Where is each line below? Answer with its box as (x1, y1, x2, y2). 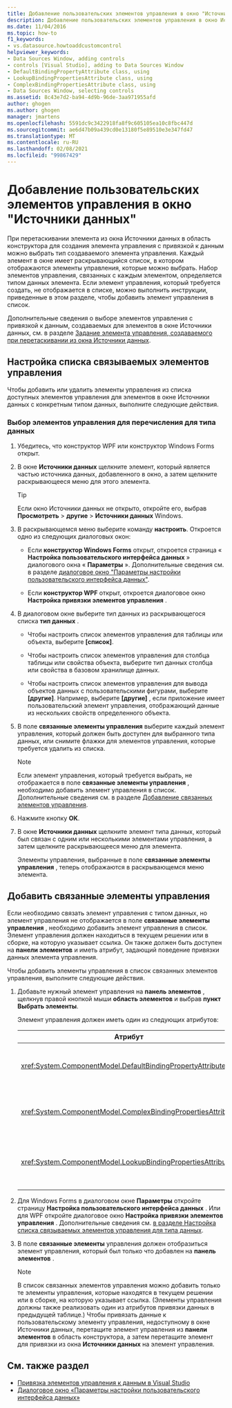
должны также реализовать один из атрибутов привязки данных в (17, 1303, 215, 1311)
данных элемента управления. (7, 953, 98, 961)
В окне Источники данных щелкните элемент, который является (17, 462, 211, 471)
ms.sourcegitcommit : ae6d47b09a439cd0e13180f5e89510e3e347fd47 (7, 126, 193, 133)
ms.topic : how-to (7, 29, 57, 37)
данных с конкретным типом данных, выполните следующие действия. (7, 400, 219, 408)
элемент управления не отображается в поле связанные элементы (7, 916, 211, 924)
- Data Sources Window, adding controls (7, 55, 126, 62)
